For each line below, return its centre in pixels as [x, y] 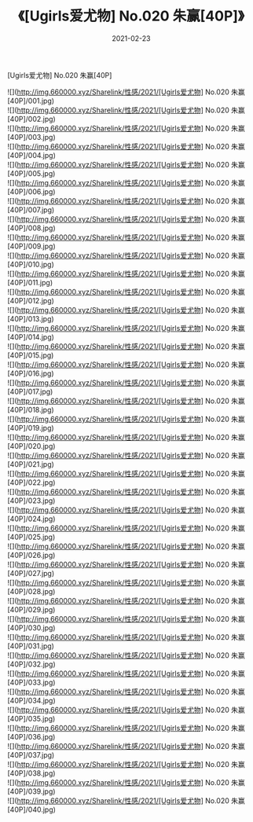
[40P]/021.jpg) [31, 464]
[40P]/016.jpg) [31, 373]
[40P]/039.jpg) [31, 791]
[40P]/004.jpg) [31, 155]
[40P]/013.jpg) [31, 318]
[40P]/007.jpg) [31, 210]
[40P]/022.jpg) [31, 482]
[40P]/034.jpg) [31, 700]
